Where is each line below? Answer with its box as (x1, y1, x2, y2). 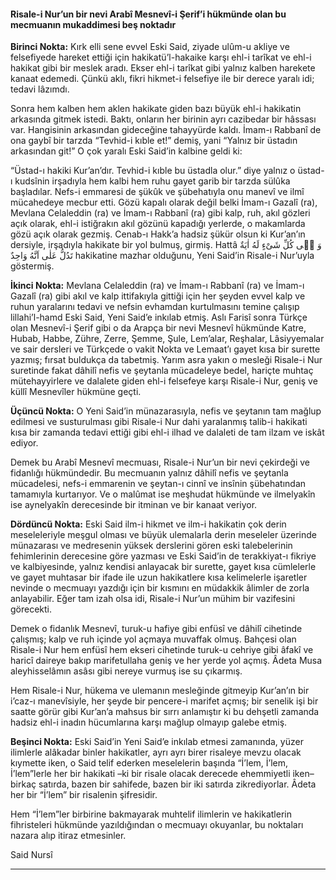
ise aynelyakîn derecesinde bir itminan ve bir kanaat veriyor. (10, 499, 258, 511)
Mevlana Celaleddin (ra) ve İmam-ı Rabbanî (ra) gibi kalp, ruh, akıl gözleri (10, 207, 311, 219)
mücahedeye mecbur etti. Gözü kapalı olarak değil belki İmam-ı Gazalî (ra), (10, 196, 318, 209)
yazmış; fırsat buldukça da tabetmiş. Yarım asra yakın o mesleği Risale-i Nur (10, 354, 323, 366)
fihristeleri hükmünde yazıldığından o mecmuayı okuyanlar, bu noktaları (10, 819, 304, 831)
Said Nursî (10, 849, 53, 861)
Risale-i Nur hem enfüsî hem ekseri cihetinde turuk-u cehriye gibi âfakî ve (10, 644, 314, 656)
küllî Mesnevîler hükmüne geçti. (10, 386, 142, 398)
